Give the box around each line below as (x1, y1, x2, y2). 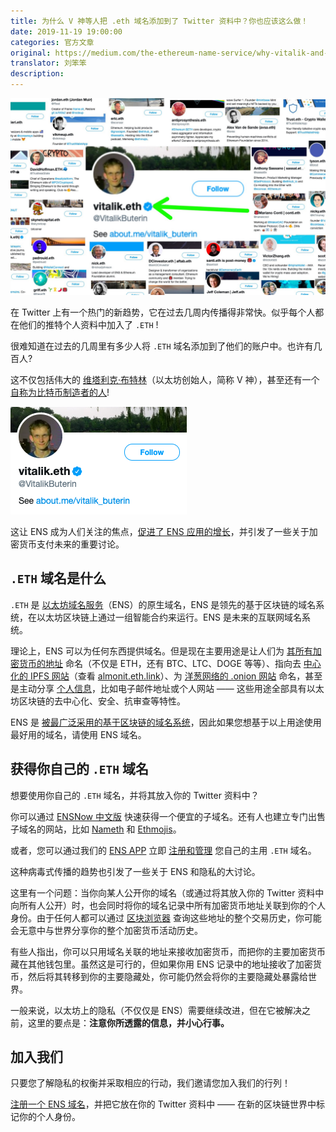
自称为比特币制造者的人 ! (10, 386, 110, 398)
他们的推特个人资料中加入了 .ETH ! (18, 319, 159, 330)
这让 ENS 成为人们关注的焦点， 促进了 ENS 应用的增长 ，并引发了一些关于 (10, 526, 310, 537)
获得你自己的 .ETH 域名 (10, 761, 149, 778)
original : (10, 48, 52, 58)
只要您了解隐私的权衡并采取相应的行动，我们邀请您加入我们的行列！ (10, 1077, 291, 1089)
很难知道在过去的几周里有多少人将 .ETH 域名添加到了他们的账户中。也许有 (10, 340, 314, 352)
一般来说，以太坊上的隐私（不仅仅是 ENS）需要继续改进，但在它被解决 (10, 1004, 302, 1016)
